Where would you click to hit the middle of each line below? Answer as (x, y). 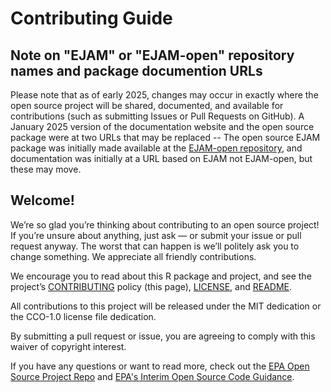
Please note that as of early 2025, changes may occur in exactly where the (164, 95)
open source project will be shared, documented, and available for (147, 105)
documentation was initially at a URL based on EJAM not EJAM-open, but (161, 158)
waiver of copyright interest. (68, 346)
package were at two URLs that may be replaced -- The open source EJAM (165, 137)
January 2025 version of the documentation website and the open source (162, 126)
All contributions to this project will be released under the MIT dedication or (166, 306)
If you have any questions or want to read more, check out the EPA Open (160, 366)
